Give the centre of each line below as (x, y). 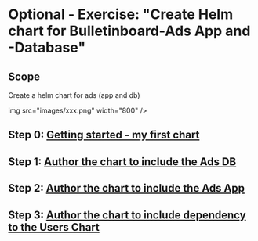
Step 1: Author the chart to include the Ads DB (122, 162)
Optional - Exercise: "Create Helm (121, 14)
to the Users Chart (54, 227)
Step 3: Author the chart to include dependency (127, 215)
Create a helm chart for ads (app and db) (74, 95)
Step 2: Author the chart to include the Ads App (127, 188)
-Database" (47, 48)
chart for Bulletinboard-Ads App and (129, 31)
